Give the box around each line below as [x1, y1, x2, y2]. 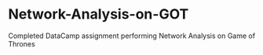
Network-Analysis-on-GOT [8, 5, 189, 23]
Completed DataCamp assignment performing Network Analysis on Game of [8, 31, 256, 40]
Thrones [8, 39, 35, 48]
